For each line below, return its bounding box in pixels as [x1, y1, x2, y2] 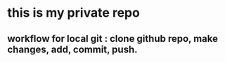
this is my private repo [7, 5, 141, 21]
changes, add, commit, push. [7, 43, 139, 55]
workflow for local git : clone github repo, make [7, 33, 219, 45]
